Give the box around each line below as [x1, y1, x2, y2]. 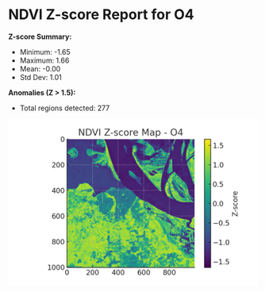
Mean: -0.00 [19, 63, 61, 73]
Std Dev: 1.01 [19, 72, 62, 82]
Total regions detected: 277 [19, 103, 110, 113]
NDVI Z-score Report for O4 [8, 6, 194, 24]
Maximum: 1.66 [19, 56, 70, 65]
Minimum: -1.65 [19, 47, 71, 56]
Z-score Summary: [8, 32, 72, 41]
